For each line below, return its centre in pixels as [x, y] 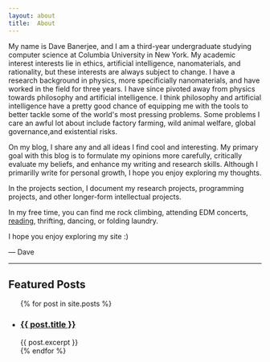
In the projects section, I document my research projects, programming [126, 188]
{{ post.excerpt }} [49, 342]
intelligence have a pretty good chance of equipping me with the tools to [129, 106]
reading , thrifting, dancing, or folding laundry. [84, 221]
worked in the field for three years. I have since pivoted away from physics [132, 88]
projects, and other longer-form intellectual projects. [95, 197]
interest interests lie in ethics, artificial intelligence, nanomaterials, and [125, 63]
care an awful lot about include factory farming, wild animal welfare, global [132, 123]
